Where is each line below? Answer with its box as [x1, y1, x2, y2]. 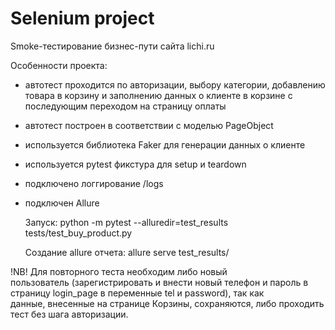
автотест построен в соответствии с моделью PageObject [24, 119, 274, 131]
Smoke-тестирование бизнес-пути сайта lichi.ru [10, 40, 215, 52]
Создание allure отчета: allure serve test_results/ [24, 246, 230, 258]
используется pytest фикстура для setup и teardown [24, 158, 247, 170]
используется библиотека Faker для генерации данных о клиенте [24, 138, 306, 151]
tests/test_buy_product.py [24, 227, 133, 239]
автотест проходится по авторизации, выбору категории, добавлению [24, 78, 326, 91]
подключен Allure [24, 197, 100, 209]
